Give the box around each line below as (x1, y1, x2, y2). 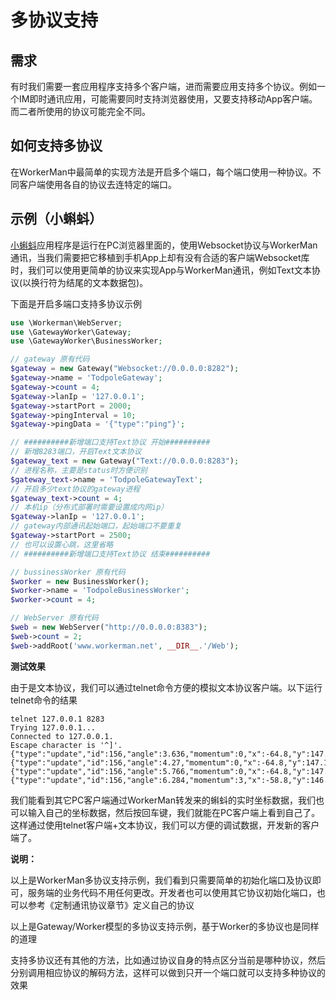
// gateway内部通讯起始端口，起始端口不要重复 (10, 521, 182, 531)
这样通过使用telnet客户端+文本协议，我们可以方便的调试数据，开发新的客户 (10, 819, 320, 831)
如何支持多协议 (10, 137, 103, 155)
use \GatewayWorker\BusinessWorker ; (10, 336, 163, 346)
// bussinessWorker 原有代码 (10, 567, 126, 577)
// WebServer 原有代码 (10, 613, 99, 623)
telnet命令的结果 (10, 694, 78, 706)
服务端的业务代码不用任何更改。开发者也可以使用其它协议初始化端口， (27, 886, 317, 898)
